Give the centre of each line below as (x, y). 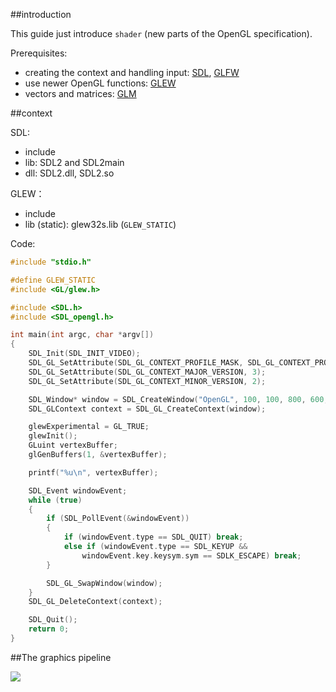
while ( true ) (55, 500)
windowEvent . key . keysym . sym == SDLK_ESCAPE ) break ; (191, 555)
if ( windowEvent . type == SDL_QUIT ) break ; (153, 537)
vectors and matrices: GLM (80, 93)
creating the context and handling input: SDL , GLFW (132, 72)
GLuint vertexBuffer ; (73, 445)
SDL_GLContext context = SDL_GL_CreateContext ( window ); (147, 409)
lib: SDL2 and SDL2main (74, 162)
